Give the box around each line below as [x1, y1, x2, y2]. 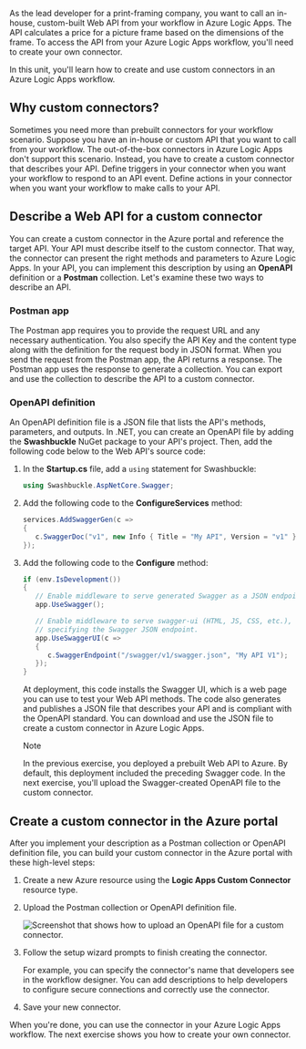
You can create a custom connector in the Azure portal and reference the [9, 232, 284, 244]
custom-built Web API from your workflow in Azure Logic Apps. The [36, 17, 292, 28]
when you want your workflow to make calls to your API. [9, 182, 220, 193]
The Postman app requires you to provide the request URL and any [9, 324, 260, 335]
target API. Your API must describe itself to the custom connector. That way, [9, 242, 295, 253]
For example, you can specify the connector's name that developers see [22, 965, 295, 976]
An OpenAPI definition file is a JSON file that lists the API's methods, [9, 417, 266, 427]
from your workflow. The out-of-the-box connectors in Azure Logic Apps [9, 143, 283, 154]
